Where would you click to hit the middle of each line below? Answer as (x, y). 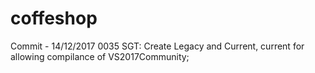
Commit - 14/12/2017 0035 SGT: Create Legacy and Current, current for (157, 46)
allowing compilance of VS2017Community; (100, 56)
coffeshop (54, 18)
